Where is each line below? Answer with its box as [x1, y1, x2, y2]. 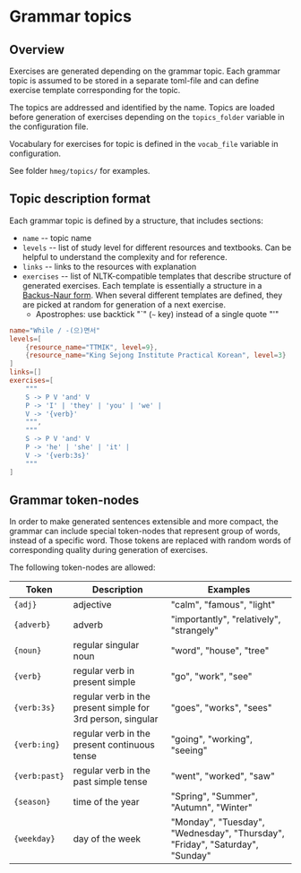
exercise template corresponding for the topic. [9, 85, 181, 95]
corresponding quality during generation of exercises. [9, 545, 209, 556]
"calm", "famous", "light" [170, 599, 276, 611]
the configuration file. [9, 121, 89, 132]
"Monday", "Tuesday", [170, 816, 266, 828]
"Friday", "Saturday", [170, 838, 259, 851]
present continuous [73, 739, 155, 751]
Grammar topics [9, 6, 133, 27]
